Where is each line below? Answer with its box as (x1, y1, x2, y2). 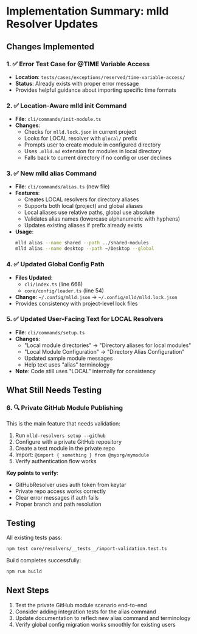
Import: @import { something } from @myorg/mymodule (15, 451, 150, 458)
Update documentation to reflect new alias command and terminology (15, 614, 191, 621)
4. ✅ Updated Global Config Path (6, 260, 105, 269)
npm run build (6, 568, 43, 575)
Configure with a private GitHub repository (15, 438, 122, 445)
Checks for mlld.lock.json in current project (24, 128, 137, 136)
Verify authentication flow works (15, 457, 97, 464)
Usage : (15, 228, 34, 235)
